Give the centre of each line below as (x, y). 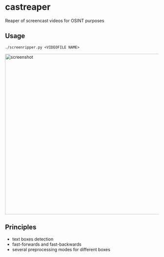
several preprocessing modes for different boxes (61, 249)
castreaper (28, 7)
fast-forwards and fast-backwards (47, 244)
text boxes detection (33, 239)
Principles (21, 227)
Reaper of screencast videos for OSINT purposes (55, 21)
